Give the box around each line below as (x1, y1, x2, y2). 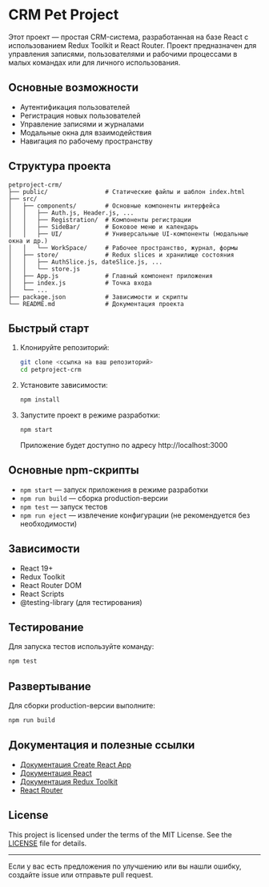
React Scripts (19, 589, 65, 599)
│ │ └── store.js (8, 264, 81, 273)
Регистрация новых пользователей (19, 111, 142, 120)
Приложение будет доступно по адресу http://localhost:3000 (19, 440, 228, 450)
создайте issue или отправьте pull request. (8, 869, 154, 879)
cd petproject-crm (19, 366, 82, 374)
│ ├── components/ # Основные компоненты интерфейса (8, 202, 220, 210)
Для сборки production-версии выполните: (8, 701, 156, 710)
